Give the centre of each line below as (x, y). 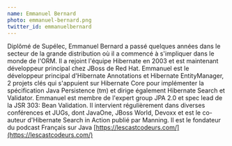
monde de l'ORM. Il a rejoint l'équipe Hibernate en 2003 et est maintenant (113, 61)
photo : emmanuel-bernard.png (49, 20)
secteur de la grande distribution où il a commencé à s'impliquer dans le (111, 54)
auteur (17, 120)
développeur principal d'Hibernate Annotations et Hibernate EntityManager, (116, 76)
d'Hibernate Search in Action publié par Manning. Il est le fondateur (124, 120)
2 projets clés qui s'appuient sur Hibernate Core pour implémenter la (106, 83)
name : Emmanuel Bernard (42, 14)
